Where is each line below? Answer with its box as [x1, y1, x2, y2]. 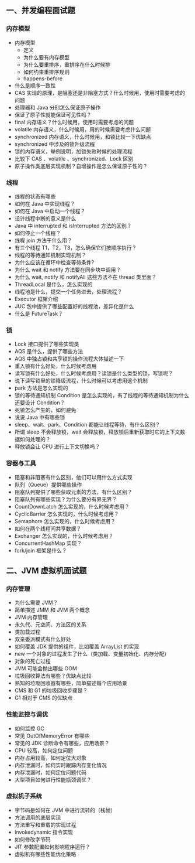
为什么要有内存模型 [23, 53, 70, 60]
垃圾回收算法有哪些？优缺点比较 [14, 673, 92, 680]
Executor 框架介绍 [14, 295, 58, 302]
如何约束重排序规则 [23, 68, 70, 75]
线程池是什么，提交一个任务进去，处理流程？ [14, 288, 123, 295]
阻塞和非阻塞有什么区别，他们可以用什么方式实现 [14, 473, 133, 480]
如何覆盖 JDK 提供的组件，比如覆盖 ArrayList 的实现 [14, 643, 140, 650]
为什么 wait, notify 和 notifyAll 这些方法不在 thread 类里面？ [14, 273, 157, 280]
